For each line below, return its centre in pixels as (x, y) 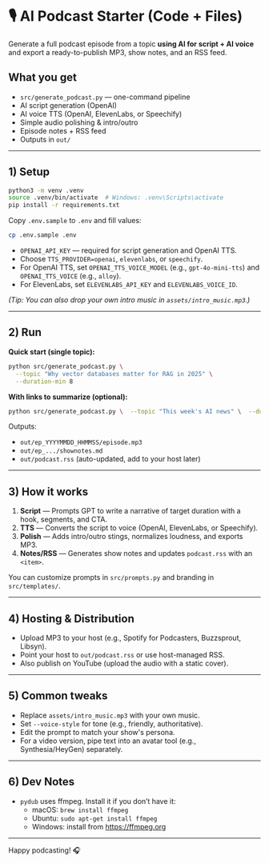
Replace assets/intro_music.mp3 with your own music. (110, 715)
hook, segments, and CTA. (64, 519)
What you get (43, 78)
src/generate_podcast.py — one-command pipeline (105, 97)
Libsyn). (33, 646)
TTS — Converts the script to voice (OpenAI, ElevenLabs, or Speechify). (139, 528)
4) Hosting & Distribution (71, 619)
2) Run (25, 332)
